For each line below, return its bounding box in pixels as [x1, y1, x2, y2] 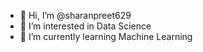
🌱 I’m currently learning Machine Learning [19, 31, 193, 42]
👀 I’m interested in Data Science [19, 20, 152, 32]
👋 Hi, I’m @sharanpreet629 [19, 10, 132, 21]
